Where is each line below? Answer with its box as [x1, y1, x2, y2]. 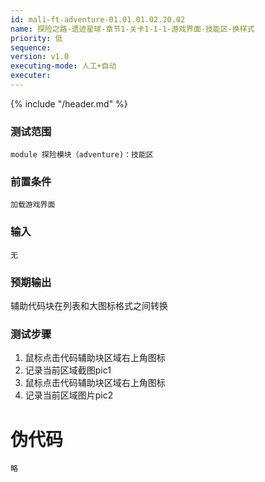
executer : [10, 71, 52, 81]
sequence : [10, 42, 52, 53]
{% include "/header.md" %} [10, 97, 128, 110]
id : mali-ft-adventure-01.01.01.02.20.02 [10, 14, 186, 25]
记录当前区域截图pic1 [24, 364, 112, 376]
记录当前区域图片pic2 [24, 389, 114, 401]
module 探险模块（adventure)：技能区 [10, 150, 154, 160]
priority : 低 [10, 33, 63, 43]
